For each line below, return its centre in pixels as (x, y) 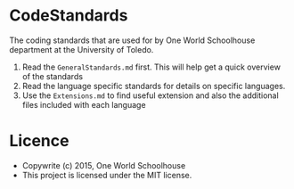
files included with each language (84, 104)
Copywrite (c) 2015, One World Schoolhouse (104, 165)
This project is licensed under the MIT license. (107, 175)
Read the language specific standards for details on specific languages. (154, 86)
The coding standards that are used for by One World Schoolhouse (132, 40)
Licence (39, 141)
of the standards (52, 76)
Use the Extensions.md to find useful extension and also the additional (150, 95)
